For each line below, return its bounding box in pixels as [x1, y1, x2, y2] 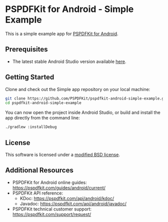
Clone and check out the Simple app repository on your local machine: [5, 86, 150, 92]
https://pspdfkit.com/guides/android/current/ [12, 184, 106, 190]
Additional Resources [5, 166, 73, 174]
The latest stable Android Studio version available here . [12, 58, 126, 64]
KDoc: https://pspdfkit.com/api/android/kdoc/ [19, 195, 114, 201]
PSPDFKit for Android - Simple [5, 3, 134, 15]
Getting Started [5, 73, 54, 81]
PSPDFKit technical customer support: [12, 206, 91, 212]
